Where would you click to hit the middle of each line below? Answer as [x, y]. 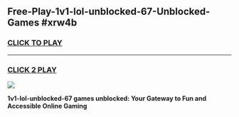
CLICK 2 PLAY [32, 69]
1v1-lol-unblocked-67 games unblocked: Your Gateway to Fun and [107, 98]
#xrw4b [59, 23]
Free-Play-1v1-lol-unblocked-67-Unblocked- [109, 12]
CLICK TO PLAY [35, 43]
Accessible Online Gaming [47, 106]
